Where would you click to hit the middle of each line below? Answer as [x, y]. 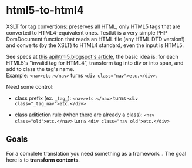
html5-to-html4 [45, 10]
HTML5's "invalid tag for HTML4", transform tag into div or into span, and [95, 63]
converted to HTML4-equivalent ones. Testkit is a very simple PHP [87, 32]
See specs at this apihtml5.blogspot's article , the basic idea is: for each [92, 56]
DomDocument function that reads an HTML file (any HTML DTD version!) [95, 39]
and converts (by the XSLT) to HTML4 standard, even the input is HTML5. [95, 45]
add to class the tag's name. [40, 69]
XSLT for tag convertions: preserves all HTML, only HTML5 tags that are [93, 26]
